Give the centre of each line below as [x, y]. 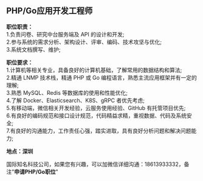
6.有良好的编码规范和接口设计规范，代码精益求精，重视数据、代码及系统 [97, 115]
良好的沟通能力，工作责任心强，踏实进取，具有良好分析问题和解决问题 [103, 131]
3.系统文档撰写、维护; [33, 49]
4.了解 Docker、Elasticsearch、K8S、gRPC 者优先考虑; [75, 100]
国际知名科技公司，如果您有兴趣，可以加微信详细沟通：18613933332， [95, 164]
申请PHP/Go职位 [35, 171]
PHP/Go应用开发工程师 [50, 11]
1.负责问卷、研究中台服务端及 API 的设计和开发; [65, 34]
